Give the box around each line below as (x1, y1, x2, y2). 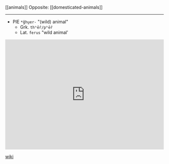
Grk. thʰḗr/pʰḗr (20, 24, 53, 30)
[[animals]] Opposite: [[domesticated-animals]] (5, 5, 103, 10)
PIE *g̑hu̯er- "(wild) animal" (12, 19, 68, 25)
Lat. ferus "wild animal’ (20, 30, 68, 35)
